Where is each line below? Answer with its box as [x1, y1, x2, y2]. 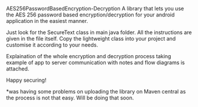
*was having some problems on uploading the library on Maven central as [6, 88, 186, 95]
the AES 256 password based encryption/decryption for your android [6, 11, 175, 18]
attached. [6, 65, 30, 72]
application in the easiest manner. [6, 18, 89, 24]
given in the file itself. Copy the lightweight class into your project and [6, 35, 176, 42]
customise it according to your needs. [6, 41, 99, 48]
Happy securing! [6, 76, 47, 83]
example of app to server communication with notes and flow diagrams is [6, 59, 185, 66]
